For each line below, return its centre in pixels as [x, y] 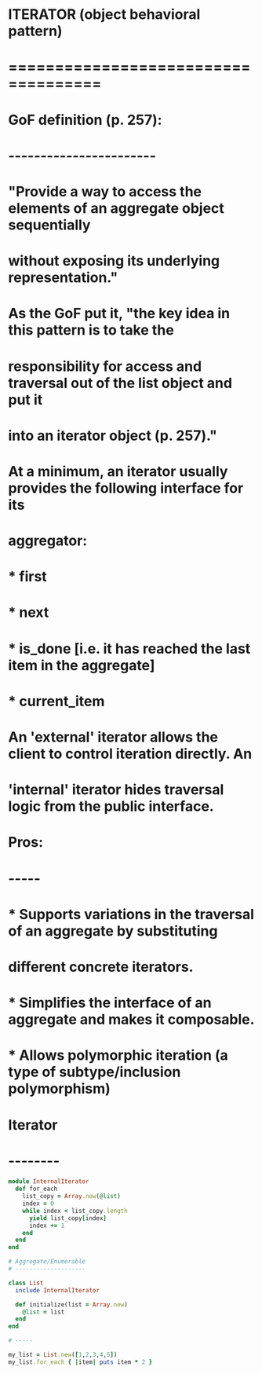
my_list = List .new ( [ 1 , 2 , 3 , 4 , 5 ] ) [63, 1355]
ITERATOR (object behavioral [104, 15]
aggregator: [48, 541]
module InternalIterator [49, 1182]
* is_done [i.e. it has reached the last [129, 649]
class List [26, 1283]
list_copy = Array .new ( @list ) [72, 1196]
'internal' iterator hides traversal [116, 790]
